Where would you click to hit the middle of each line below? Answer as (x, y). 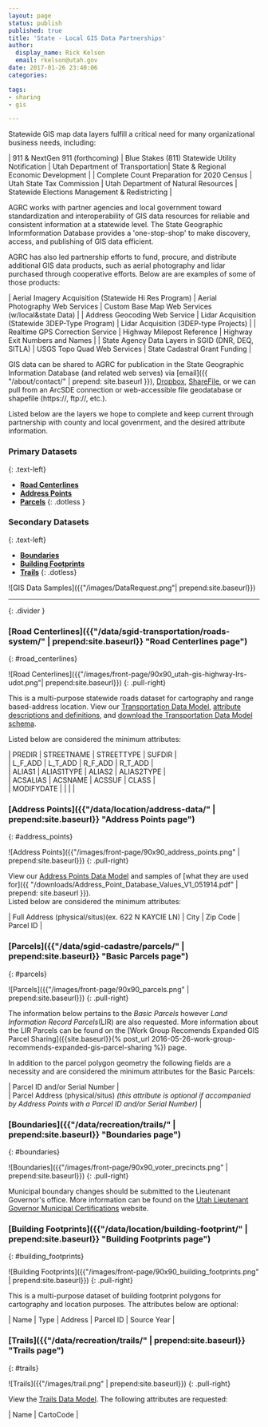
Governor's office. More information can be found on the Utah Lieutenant (128, 1200)
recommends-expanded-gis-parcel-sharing (80, 1047)
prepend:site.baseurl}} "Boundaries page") (95, 1134)
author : (21, 46)
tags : (17, 90)
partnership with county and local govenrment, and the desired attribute (127, 423)
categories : (28, 75)
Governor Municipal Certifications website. (79, 1209)
